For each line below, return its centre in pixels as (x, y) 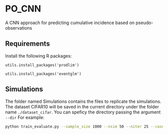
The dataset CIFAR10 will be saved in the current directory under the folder (82, 106)
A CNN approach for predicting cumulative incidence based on (70, 23)
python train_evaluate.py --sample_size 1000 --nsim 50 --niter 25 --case (85, 126)
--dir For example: (25, 117)
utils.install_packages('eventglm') (43, 74)
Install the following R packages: (38, 56)
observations (19, 28)
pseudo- (144, 23)
